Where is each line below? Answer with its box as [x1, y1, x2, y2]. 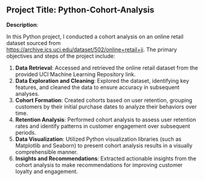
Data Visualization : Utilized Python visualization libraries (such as [15, 135, 182, 143]
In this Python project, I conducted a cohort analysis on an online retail [6, 33, 184, 40]
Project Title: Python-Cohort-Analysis [6, 5, 155, 15]
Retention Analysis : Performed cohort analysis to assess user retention [15, 116, 197, 123]
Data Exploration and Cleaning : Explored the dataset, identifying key [15, 77, 189, 84]
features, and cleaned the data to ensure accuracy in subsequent [15, 83, 180, 91]
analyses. [15, 90, 40, 97]
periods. [15, 129, 37, 136]
